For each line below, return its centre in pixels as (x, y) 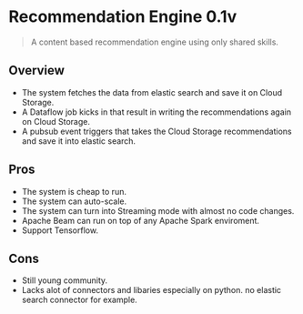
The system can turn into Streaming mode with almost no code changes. (158, 210)
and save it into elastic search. (79, 141)
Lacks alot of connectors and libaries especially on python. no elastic (151, 290)
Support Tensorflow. (60, 230)
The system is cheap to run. (74, 191)
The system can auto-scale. (74, 201)
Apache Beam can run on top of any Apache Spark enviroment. (141, 220)
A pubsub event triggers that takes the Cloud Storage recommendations (157, 131)
